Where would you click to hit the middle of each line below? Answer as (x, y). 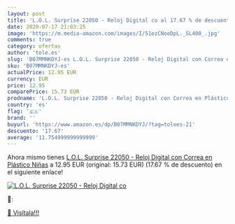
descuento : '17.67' (36, 131)
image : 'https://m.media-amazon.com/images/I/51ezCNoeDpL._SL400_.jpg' (114, 33)
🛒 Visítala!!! (23, 213)
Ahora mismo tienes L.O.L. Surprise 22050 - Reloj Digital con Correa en (110, 157)
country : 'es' (28, 105)
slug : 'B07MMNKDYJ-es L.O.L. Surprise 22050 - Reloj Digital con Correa (115, 59)
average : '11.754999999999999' (53, 137)
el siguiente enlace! (35, 172)
